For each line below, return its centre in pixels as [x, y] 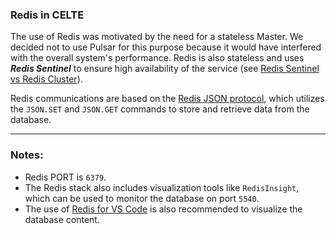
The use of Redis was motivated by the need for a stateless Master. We [157, 37]
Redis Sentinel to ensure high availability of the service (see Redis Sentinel [165, 69]
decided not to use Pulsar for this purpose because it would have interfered [166, 47]
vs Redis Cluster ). [46, 79]
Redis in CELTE [47, 15]
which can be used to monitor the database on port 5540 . [142, 198]
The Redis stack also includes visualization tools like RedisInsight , [162, 187]
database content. [62, 219]
